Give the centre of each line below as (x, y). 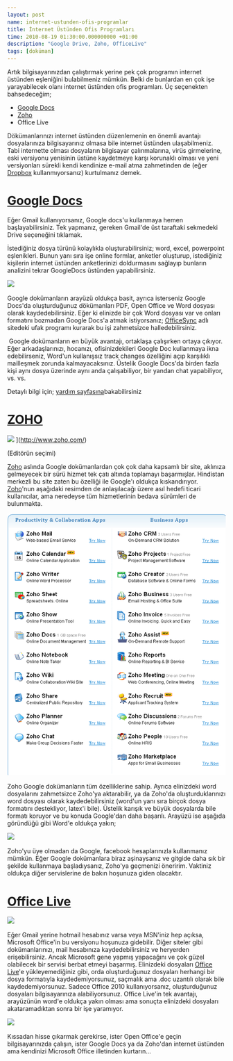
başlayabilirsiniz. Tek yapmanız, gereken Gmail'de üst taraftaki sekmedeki (113, 227)
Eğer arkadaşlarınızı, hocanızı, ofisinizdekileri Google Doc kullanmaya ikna (113, 348)
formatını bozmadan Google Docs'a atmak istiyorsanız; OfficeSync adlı (108, 320)
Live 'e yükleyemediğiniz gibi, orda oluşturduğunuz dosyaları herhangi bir (111, 972)
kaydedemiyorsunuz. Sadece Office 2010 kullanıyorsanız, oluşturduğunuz (112, 987)
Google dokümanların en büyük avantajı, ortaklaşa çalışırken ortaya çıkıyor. (116, 341)
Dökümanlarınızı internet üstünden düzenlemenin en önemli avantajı (104, 136)
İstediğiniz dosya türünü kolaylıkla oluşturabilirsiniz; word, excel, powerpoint (116, 248)
